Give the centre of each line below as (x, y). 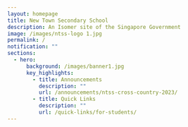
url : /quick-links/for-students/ (88, 112)
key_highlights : (50, 73)
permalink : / (26, 40)
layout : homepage (33, 14)
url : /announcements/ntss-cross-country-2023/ (108, 92)
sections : (22, 54)
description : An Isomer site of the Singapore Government (94, 27)
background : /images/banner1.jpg (75, 66)
